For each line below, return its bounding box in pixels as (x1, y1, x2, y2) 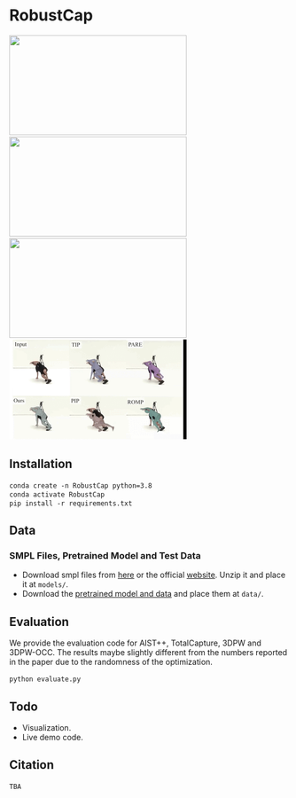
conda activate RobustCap (9, 489, 105, 499)
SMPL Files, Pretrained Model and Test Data (9, 550, 201, 562)
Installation (9, 457, 73, 472)
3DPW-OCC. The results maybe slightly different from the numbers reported (9, 647, 288, 658)
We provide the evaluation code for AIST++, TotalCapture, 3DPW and (9, 638, 261, 648)
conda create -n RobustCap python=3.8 (9, 481, 152, 490)
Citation (9, 757, 55, 772)
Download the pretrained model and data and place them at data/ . (21, 589, 264, 599)
